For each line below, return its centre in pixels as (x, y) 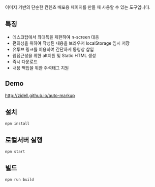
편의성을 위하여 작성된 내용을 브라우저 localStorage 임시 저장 (71, 43)
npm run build (20, 180)
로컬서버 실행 (24, 140)
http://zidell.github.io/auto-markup (40, 95)
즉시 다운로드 (25, 62)
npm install (17, 124)
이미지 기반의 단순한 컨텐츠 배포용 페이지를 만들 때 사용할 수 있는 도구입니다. (78, 7)
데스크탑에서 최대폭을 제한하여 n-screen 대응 (56, 37)
